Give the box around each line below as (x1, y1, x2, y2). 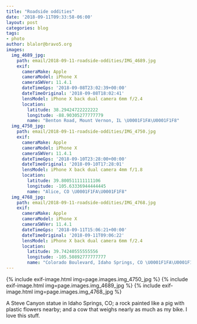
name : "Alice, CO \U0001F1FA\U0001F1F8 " (27, 188, 127, 194)
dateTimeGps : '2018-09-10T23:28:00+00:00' (21, 156, 127, 162)
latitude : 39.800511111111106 (27, 178, 101, 184)
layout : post (6, 19, 38, 25)
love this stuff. (6, 312, 40, 319)
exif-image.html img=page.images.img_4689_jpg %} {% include (6, 282, 161, 289)
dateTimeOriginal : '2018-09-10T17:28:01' (21, 161, 125, 167)
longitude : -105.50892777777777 (27, 254, 107, 260)
